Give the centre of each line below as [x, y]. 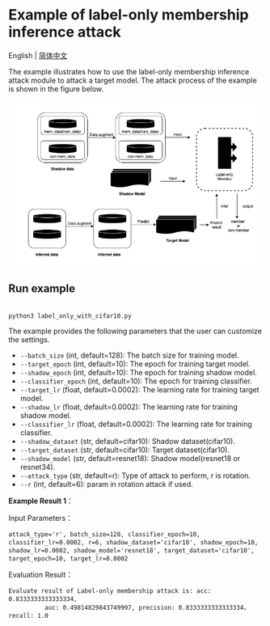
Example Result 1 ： [41, 501]
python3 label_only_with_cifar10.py [70, 316]
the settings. [29, 340]
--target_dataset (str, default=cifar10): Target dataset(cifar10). [125, 450]
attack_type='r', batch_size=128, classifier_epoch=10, [104, 535]
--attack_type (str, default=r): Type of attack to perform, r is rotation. [135, 476]
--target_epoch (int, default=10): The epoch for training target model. [135, 364]
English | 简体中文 [38, 55]
